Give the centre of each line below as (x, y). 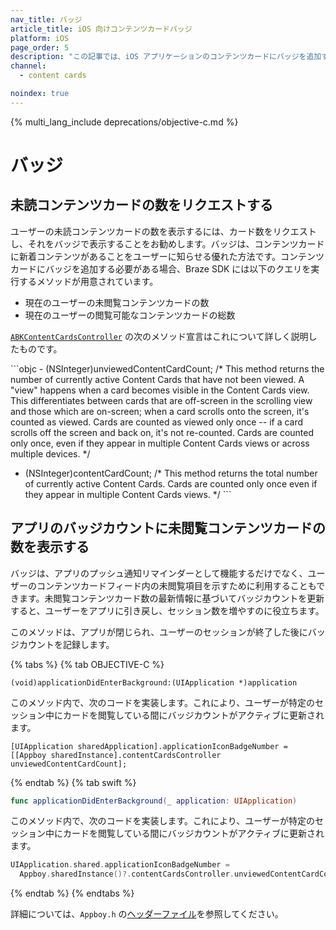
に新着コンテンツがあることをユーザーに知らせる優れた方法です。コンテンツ (167, 256)
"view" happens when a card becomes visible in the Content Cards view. (160, 390)
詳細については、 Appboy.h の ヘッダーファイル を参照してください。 (147, 914)
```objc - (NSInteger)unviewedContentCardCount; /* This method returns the (167, 368)
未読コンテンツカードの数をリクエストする (141, 205)
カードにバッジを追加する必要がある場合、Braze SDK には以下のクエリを (161, 268)
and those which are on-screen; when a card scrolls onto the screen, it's (160, 411)
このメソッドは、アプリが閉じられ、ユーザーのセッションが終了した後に (159, 632)
